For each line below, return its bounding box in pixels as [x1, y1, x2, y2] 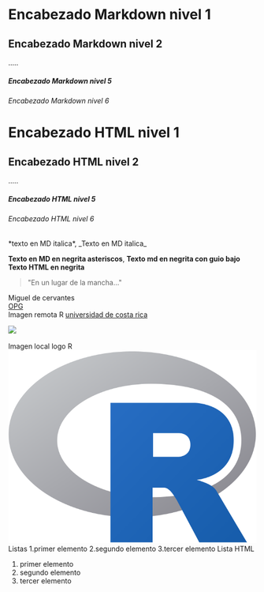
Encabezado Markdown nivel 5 [8, 76, 112, 85]
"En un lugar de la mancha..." [27, 277, 122, 287]
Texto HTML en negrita [8, 262, 85, 272]
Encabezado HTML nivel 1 [8, 124, 180, 141]
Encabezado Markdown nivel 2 [8, 37, 163, 51]
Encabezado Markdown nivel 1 [8, 6, 211, 24]
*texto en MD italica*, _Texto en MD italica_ [8, 239, 147, 248]
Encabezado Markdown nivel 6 [8, 96, 110, 105]
